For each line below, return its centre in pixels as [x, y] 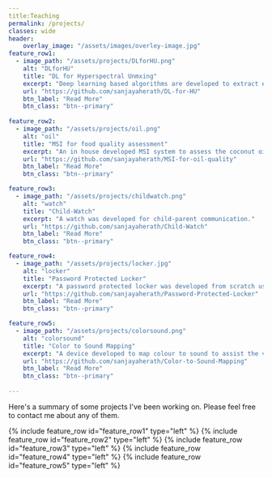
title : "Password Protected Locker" [85, 279]
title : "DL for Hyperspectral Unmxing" [90, 76]
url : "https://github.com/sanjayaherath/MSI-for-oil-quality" [130, 159]
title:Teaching [34, 16]
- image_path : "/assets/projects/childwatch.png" [101, 196]
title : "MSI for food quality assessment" [96, 144]
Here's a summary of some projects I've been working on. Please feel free [132, 407]
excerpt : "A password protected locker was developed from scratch [139, 286]
